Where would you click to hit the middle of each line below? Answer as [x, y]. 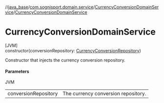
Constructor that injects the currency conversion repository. [65, 60]
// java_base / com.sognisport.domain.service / [50, 7]
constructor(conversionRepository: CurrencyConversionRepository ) [73, 50]
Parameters [17, 71]
